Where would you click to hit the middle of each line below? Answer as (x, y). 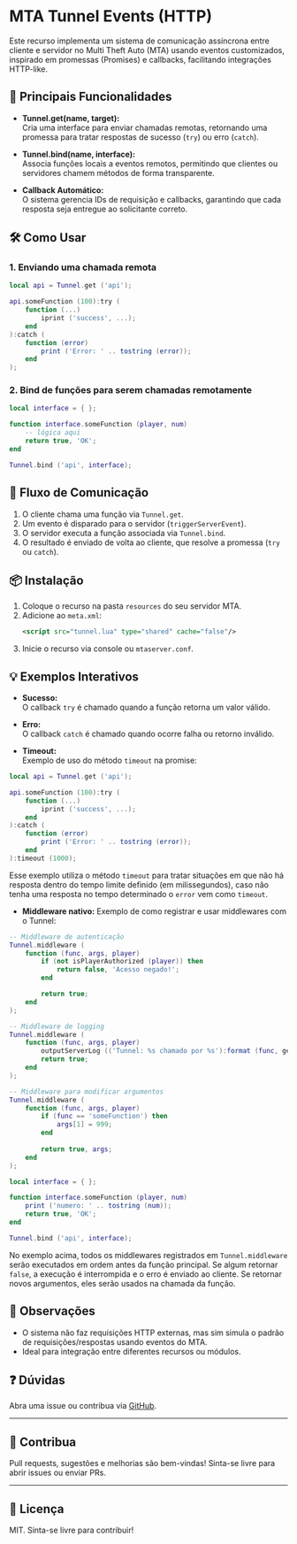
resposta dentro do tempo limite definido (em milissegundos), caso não (139, 884)
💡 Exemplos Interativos (74, 676)
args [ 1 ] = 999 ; (84, 1125)
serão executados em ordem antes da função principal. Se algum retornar (144, 1264)
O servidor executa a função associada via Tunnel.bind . (124, 533)
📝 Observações (52, 1311)
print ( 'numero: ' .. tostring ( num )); (99, 1206)
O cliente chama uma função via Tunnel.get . (103, 514)
